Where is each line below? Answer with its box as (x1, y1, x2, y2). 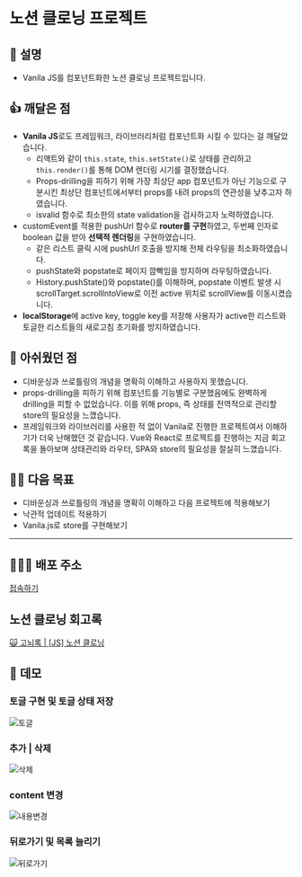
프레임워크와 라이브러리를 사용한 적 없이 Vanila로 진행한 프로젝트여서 (22, 421, 263, 431)
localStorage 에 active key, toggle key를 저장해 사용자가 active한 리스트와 (22, 310, 287, 321)
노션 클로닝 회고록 (9, 612, 102, 627)
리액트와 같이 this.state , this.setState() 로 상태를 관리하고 (35, 153, 252, 164)
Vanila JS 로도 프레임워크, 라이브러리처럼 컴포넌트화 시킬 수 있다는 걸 (22, 130, 265, 141)
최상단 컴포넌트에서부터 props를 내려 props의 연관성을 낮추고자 (59, 186, 283, 198)
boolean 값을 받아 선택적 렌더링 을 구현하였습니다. (22, 231, 196, 243)
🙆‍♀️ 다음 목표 (9, 473, 75, 488)
